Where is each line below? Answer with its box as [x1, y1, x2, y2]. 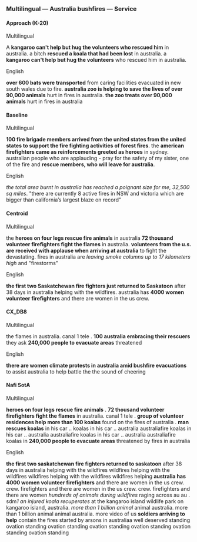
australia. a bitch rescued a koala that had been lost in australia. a [6, 50, 167, 57]
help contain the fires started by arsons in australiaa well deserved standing [6, 516, 190, 523]
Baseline [6, 111, 28, 118]
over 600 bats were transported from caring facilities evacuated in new [6, 79, 181, 87]
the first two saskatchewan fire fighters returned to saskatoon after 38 [6, 460, 182, 467]
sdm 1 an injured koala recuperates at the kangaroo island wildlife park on [6, 497, 184, 505]
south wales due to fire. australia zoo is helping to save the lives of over [6, 85, 183, 92]
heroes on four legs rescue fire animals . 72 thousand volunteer [6, 406, 165, 413]
